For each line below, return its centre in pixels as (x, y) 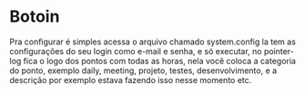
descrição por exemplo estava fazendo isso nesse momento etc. (131, 80)
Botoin (35, 17)
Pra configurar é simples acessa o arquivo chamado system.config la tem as (152, 42)
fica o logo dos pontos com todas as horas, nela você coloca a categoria (159, 61)
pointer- (279, 51)
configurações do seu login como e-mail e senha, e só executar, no (136, 51)
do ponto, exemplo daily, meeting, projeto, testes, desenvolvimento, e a (143, 70)
